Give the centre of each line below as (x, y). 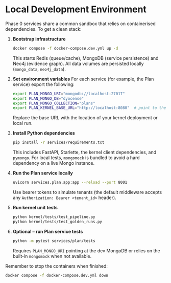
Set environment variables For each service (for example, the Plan (83, 79)
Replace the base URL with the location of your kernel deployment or (85, 118)
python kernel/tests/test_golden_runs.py (57, 222)
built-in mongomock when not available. (52, 256)
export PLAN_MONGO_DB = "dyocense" (48, 98)
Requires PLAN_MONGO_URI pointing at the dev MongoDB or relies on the (86, 251)
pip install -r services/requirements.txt (58, 143)
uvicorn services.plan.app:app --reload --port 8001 (70, 183)
